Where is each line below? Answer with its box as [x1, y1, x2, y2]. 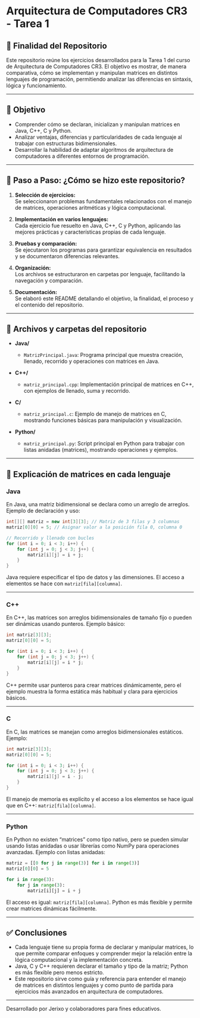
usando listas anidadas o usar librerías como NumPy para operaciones [6, 842, 180, 849]
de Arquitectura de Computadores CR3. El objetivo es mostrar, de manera [6, 63, 187, 70]
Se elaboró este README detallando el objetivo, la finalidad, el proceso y [14, 295, 193, 302]
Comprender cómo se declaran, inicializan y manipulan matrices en [14, 121, 180, 128]
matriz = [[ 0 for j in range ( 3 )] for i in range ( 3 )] [6, 860, 140, 866]
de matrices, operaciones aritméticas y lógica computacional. [14, 204, 167, 211]
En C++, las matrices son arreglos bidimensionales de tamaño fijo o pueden [6, 614, 192, 621]
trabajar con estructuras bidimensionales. [14, 139, 117, 147]
